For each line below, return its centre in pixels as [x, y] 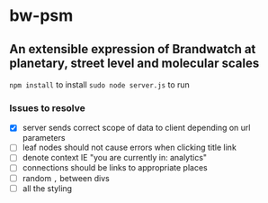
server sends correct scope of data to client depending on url [136, 128]
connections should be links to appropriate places [115, 168]
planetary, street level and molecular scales [134, 63]
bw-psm [41, 16]
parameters [44, 138]
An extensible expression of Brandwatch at [133, 49]
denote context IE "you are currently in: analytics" [115, 158]
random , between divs [66, 178]
